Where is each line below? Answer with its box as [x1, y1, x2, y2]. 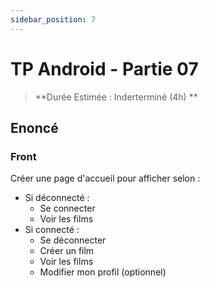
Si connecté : [24, 224, 80, 236]
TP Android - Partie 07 [10, 57, 199, 80]
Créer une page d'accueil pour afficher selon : [10, 172, 201, 185]
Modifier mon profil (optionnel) [39, 266, 167, 278]
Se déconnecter [39, 234, 107, 246]
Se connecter [39, 202, 96, 215]
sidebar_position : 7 [10, 14, 97, 25]
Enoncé [10, 119, 59, 136]
